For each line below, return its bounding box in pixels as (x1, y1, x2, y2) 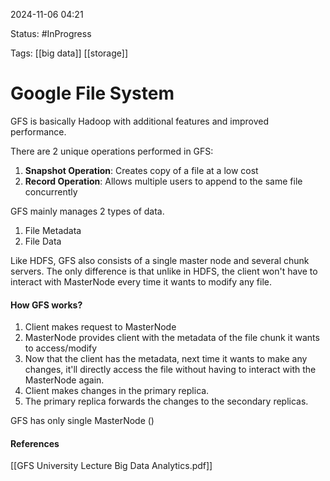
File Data (24, 235, 62, 247)
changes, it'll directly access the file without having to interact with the (24, 364, 317, 376)
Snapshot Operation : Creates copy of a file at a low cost (24, 164, 259, 176)
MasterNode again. (24, 374, 105, 386)
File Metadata (24, 224, 82, 236)
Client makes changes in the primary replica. (24, 385, 210, 397)
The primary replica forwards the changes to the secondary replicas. (24, 395, 309, 408)
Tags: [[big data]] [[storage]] (10, 47, 128, 59)
